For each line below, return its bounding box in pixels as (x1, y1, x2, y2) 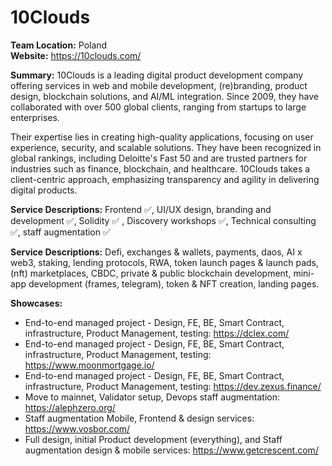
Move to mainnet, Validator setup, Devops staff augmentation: (24, 391, 280, 403)
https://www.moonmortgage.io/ (24, 359, 155, 371)
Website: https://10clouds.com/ (10, 49, 142, 61)
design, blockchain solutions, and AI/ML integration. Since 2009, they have (10, 90, 319, 102)
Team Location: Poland (10, 39, 108, 51)
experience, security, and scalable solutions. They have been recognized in (10, 141, 322, 153)
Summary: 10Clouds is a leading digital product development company (10, 69, 304, 81)
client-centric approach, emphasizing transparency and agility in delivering (10, 173, 320, 185)
